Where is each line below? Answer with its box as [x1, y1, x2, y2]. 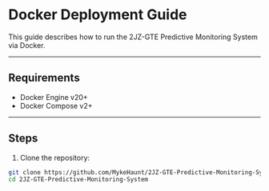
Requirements [8, 71, 80, 85]
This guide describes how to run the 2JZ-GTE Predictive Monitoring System [8, 32, 258, 42]
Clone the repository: [19, 153, 90, 162]
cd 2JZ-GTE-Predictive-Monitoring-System [8, 176, 149, 184]
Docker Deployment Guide [8, 6, 187, 24]
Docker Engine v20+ [19, 92, 88, 101]
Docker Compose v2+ [19, 101, 94, 110]
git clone [8, 168, 42, 177]
